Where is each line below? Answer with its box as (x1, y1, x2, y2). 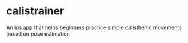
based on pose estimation (6, 30, 70, 37)
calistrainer (6, 4, 65, 18)
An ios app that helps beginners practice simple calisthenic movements (6, 24, 183, 31)
